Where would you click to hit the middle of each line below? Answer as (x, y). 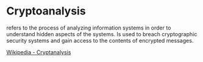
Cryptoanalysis (46, 11)
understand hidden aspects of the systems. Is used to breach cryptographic (102, 34)
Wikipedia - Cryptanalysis (39, 52)
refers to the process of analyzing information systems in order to (89, 28)
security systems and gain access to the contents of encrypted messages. (100, 40)
